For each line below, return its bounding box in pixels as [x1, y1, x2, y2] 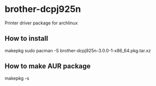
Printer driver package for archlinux [4, 20, 78, 26]
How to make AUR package [4, 62, 91, 71]
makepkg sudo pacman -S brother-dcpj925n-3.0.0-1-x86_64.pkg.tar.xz [4, 47, 151, 53]
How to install [4, 34, 48, 43]
